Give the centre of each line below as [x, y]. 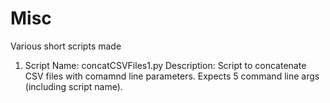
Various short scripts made [66, 46]
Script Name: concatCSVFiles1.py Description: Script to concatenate [165, 65]
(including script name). [73, 86]
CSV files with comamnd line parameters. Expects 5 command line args [172, 76]
